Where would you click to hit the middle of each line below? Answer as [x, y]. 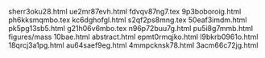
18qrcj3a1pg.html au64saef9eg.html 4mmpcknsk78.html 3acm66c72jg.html [133, 45]
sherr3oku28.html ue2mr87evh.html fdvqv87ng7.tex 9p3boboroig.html [125, 12]
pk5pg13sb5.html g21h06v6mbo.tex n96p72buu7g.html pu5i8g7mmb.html [131, 28]
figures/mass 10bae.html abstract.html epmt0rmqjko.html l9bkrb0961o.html [133, 37]
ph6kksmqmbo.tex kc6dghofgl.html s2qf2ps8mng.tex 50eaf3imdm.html [128, 20]
